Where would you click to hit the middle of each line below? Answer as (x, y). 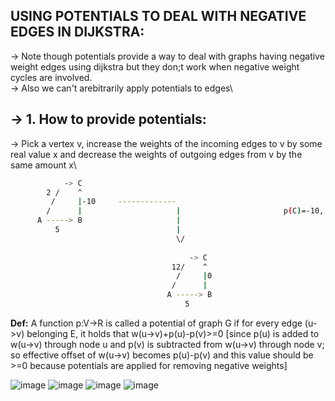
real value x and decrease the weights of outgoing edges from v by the (156, 154)
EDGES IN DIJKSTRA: (77, 32)
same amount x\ (43, 165)
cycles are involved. (51, 77)
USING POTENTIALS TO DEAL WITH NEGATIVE (158, 16)
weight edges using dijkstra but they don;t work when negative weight (155, 66)
